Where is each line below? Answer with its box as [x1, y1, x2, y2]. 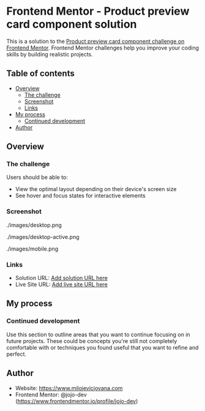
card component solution [6, 17, 137, 31]
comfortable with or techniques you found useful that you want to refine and [6, 344, 199, 351]
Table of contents [6, 69, 75, 79]
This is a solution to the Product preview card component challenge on [6, 37, 185, 45]
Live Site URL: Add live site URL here [15, 281, 108, 288]
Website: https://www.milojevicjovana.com [15, 384, 123, 391]
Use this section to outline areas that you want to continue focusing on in [6, 331, 191, 338]
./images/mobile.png [6, 245, 59, 252]
